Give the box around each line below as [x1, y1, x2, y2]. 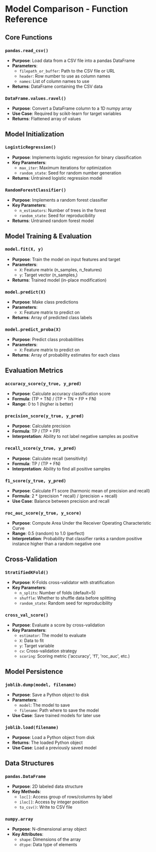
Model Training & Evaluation [5, 232, 92, 240]
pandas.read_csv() [5, 48, 49, 53]
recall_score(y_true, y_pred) [5, 446, 77, 451]
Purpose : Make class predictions [12, 299, 79, 305]
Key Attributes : [12, 832, 44, 837]
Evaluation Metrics [5, 366, 63, 375]
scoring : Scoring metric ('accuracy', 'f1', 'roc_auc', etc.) [19, 653, 130, 659]
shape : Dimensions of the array [19, 836, 81, 842]
